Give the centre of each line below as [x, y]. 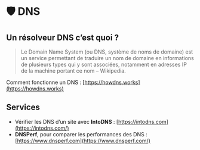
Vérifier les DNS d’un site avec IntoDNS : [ [67, 121]
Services [23, 107]
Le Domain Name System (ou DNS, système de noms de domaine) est [107, 52]
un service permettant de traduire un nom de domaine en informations [107, 58]
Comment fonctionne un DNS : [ [45, 82]
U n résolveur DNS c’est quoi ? [63, 37]
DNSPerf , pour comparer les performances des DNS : [81, 134]
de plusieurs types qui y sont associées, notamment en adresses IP [104, 64]
